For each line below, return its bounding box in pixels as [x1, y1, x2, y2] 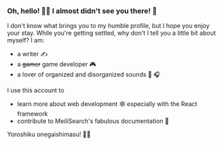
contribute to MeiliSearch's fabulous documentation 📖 [16, 117, 170, 125]
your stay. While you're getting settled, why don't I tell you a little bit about [7, 29, 216, 37]
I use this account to [7, 86, 65, 94]
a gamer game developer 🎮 [16, 60, 96, 68]
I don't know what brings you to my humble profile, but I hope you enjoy [7, 22, 210, 30]
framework [16, 109, 49, 118]
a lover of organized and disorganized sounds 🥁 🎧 [16, 70, 161, 79]
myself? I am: [7, 36, 45, 44]
